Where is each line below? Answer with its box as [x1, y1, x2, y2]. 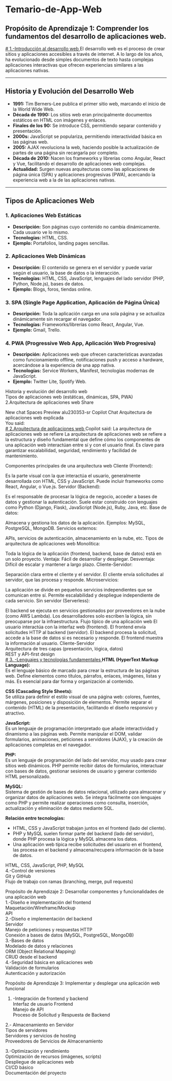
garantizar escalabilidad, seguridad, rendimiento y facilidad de [5, 447, 137, 454]
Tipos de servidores [5, 1027, 48, 1033]
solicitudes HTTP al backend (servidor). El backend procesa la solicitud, [5, 629, 157, 636]
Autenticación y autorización [5, 970, 66, 976]
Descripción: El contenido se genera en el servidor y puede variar [12, 264, 153, 270]
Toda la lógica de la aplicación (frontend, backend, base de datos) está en [5, 550, 162, 557]
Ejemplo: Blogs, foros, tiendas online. [12, 286, 92, 292]
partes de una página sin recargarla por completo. [12, 150, 119, 156]
